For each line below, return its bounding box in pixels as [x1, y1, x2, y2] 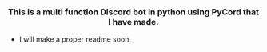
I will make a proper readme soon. [18, 34, 132, 44]
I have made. [108, 16, 159, 27]
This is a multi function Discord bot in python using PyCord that [7, 6, 260, 18]
